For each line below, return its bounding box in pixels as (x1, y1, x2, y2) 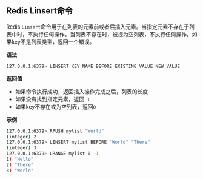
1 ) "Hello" (6, 157, 34, 163)
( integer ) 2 (6, 133, 36, 140)
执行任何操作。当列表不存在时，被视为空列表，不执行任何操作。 (32, 30, 192, 38)
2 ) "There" (6, 161, 34, 168)
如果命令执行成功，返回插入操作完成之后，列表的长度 (15, 87, 148, 95)
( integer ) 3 (6, 145, 36, 151)
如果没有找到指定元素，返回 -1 (15, 95, 90, 103)
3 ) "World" (6, 167, 34, 174)
